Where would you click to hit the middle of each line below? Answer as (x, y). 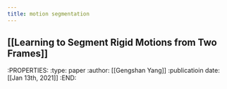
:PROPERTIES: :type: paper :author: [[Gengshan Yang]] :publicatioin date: (114, 71)
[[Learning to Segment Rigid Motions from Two (112, 43)
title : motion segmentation (49, 14)
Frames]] (27, 54)
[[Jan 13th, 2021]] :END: (42, 78)
